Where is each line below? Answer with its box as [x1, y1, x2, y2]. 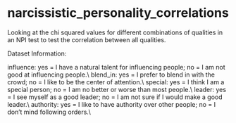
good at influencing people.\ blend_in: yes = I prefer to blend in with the [7, 70, 215, 79]
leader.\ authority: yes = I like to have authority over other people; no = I [7, 100, 216, 108]
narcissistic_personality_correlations [7, 5, 229, 21]
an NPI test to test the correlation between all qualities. [7, 35, 166, 44]
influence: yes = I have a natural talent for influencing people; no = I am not [7, 63, 225, 71]
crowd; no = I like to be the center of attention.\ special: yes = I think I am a [7, 77, 225, 86]
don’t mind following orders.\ [7, 108, 92, 116]
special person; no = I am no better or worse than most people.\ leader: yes [7, 85, 227, 93]
